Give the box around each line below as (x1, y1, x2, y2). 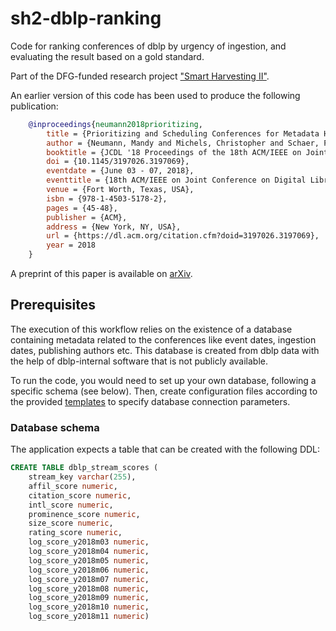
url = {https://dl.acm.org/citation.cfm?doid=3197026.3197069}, (46, 231, 320, 241)
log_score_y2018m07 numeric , (28, 574, 150, 584)
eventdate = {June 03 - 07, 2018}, (46, 166, 195, 176)
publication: (10, 100, 59, 112)
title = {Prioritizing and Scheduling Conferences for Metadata (46, 128, 320, 139)
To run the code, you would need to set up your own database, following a (10, 374, 317, 386)
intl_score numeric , (28, 500, 114, 510)
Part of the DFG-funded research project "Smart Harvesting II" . (10, 70, 270, 82)
